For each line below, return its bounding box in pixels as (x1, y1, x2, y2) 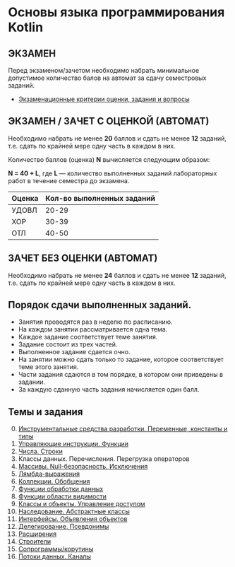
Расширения (18, 530, 57, 538)
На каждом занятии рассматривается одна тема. (18, 325, 168, 334)
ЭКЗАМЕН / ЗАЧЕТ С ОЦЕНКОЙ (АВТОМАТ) (8, 115, 210, 127)
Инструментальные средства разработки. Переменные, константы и (18, 425, 228, 433)
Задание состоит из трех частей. (18, 340, 118, 349)
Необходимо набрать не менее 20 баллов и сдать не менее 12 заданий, (8, 134, 227, 142)
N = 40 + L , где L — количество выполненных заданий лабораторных (8, 169, 217, 177)
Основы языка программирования (8, 4, 225, 21)
